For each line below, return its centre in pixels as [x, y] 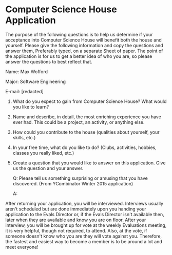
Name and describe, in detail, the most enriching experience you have [87, 117]
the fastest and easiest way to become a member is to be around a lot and [84, 241]
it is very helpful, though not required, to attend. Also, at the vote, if [76, 230]
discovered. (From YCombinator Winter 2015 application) [73, 183]
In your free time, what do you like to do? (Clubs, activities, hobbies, [84, 147]
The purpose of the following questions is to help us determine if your [79, 34]
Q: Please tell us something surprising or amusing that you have [80, 178]
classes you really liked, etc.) [43, 153]
